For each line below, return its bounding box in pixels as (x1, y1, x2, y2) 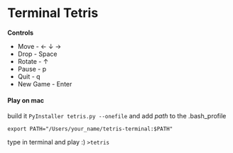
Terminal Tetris (7, 5, 99, 21)
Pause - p (17, 64, 47, 73)
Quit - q (17, 72, 40, 81)
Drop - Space (17, 50, 58, 58)
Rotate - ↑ (17, 57, 49, 65)
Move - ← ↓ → (17, 42, 62, 50)
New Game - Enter (17, 79, 72, 88)
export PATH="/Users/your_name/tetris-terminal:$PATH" (7, 125, 173, 132)
